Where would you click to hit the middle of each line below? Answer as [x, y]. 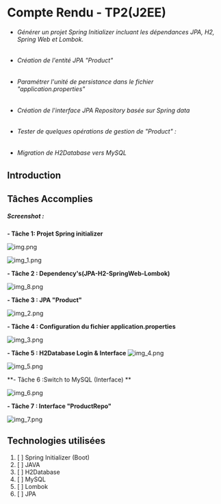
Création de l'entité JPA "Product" [65, 60]
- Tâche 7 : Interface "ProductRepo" [59, 406]
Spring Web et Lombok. [50, 39]
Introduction [34, 176]
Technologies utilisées [56, 441]
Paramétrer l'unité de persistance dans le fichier [85, 81]
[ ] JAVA [28, 464]
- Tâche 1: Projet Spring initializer [55, 234]
